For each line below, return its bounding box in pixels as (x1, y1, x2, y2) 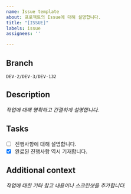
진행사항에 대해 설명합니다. (14, 140, 77, 147)
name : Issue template (6, 8, 60, 15)
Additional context (6, 166, 76, 176)
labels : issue (6, 25, 41, 31)
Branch (6, 58, 34, 68)
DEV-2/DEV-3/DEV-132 (6, 74, 57, 79)
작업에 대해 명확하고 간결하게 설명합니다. (6, 106, 99, 113)
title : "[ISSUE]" (6, 20, 49, 26)
